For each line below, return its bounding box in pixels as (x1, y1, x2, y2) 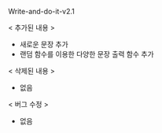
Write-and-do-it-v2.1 (8, 7, 75, 16)
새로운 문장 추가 (19, 39, 68, 49)
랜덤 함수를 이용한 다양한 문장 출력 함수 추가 (19, 50, 155, 58)
